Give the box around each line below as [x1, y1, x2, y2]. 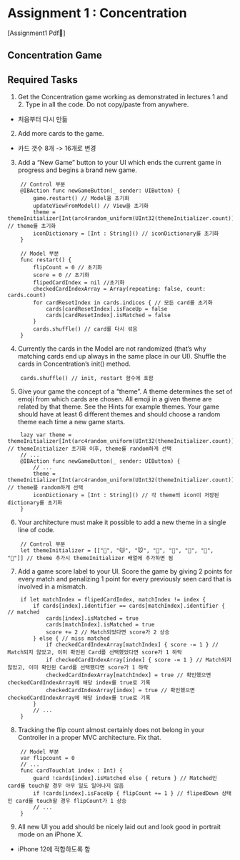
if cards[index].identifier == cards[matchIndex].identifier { [33, 602, 225, 610]
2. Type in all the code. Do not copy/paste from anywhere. [17, 100, 189, 109]
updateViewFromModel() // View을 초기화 [33, 202, 149, 210]
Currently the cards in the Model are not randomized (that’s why [17, 344, 206, 353]
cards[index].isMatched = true [45, 615, 139, 622]
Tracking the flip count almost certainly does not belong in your [17, 726, 205, 734]
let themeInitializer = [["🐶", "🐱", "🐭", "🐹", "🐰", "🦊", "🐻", [20, 547, 214, 554]
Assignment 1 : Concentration [7, 5, 187, 21]
